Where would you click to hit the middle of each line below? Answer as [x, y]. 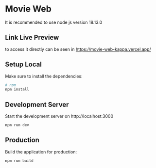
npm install [17, 90]
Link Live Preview [32, 38]
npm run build [19, 161]
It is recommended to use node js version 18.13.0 [54, 22]
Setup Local [24, 65]
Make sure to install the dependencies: [44, 76]
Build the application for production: [41, 152]
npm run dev [17, 125]
